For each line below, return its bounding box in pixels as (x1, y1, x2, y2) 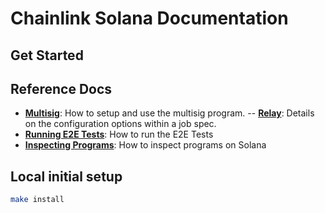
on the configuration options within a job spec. (24, 118, 217, 130)
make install (10, 195, 65, 205)
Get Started (10, 47, 84, 64)
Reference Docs (10, 80, 113, 97)
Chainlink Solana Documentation (10, 7, 289, 30)
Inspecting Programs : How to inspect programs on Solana (24, 139, 267, 151)
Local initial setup (10, 168, 123, 185)
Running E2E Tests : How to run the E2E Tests (24, 128, 214, 141)
